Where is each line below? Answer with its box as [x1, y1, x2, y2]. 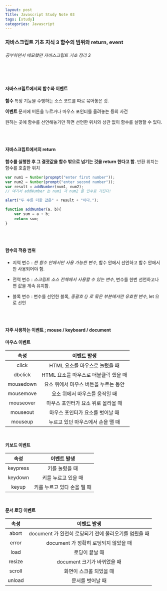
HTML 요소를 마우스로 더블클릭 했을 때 [41, 372, 127, 379]
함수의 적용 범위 [5, 247, 36, 253]
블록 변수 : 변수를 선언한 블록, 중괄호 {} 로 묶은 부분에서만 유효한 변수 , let [12, 293, 154, 299]
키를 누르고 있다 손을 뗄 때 [34, 484, 91, 491]
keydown [7, 474, 29, 481]
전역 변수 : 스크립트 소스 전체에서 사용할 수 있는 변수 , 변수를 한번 [12, 276, 137, 282]
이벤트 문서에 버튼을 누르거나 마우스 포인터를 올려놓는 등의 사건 [5, 108, 128, 114]
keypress [7, 465, 29, 472]
